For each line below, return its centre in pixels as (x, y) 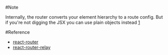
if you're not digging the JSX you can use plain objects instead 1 (73, 22)
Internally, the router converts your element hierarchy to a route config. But (84, 17)
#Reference (18, 32)
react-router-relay (32, 47)
